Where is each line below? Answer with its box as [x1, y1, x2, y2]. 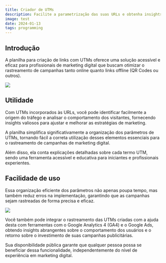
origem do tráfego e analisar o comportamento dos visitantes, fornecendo [5, 114, 156, 120]
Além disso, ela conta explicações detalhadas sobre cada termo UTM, [5, 149, 148, 155]
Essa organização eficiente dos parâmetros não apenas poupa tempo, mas [5, 187, 158, 193]
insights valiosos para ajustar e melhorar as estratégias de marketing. [5, 119, 147, 126]
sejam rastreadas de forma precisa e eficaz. [5, 198, 95, 204]
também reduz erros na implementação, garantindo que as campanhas [5, 192, 150, 198]
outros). [5, 73, 21, 78]
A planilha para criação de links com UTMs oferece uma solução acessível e [5, 57, 161, 63]
